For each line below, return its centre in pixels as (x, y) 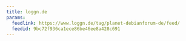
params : (16, 17)
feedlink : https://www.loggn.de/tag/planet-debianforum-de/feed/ (96, 23)
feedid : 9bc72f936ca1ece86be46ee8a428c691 (66, 29)
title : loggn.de (27, 12)
